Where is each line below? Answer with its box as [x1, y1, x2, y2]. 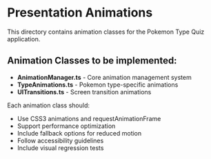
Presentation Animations [7, 5, 153, 21]
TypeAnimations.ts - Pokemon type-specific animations [17, 81, 179, 89]
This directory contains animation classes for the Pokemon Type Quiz [7, 28, 205, 36]
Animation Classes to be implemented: [7, 55, 177, 67]
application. [7, 34, 41, 43]
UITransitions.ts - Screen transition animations [17, 87, 152, 96]
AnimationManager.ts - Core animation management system [17, 73, 192, 81]
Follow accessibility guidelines [17, 136, 104, 145]
